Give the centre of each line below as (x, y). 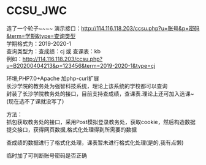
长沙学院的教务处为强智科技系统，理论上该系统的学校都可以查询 (87, 86)
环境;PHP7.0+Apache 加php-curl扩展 (53, 78)
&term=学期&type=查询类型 (41, 36)
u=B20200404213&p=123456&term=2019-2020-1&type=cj (81, 65)
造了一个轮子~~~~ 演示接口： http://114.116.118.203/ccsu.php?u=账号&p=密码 (103, 28)
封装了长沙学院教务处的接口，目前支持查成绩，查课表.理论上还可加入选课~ (100, 94)
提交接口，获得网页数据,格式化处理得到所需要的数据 (72, 130)
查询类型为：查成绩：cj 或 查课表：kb (54, 51)
